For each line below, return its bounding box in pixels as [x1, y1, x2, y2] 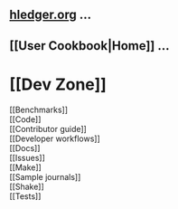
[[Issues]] [9, 152, 45, 163]
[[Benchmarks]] [9, 104, 68, 115]
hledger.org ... [9, 7, 92, 23]
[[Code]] [9, 113, 42, 125]
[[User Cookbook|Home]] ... [9, 38, 170, 53]
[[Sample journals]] [9, 171, 81, 182]
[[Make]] [9, 162, 42, 173]
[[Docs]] [9, 142, 41, 153]
